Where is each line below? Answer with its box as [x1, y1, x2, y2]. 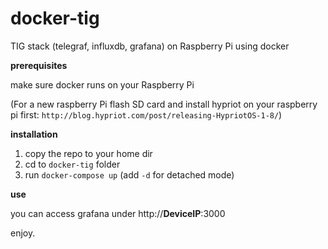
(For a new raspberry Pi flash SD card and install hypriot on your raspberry [10, 98, 318, 110]
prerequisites [10, 59, 68, 71]
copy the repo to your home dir [24, 147, 153, 159]
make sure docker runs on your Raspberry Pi [10, 78, 195, 91]
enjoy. [10, 227, 36, 239]
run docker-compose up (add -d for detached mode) [24, 168, 235, 181]
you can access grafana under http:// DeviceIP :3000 [10, 207, 226, 219]
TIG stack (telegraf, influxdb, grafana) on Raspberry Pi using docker [10, 40, 290, 52]
